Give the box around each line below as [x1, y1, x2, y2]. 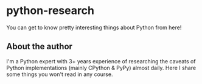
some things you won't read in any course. [6, 71, 113, 78]
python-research [6, 4, 94, 18]
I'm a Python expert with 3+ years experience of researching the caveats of [6, 57, 196, 65]
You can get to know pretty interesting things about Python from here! [6, 24, 182, 31]
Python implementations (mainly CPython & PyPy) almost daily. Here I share [6, 64, 197, 71]
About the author [6, 41, 73, 52]
